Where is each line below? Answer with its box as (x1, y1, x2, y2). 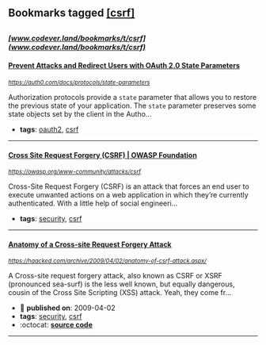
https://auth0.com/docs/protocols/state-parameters (8, 79, 150, 86)
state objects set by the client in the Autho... (8, 109, 152, 118)
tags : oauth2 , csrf (19, 125, 79, 134)
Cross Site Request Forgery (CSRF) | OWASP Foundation (8, 150, 198, 159)
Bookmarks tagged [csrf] (8, 6, 135, 20)
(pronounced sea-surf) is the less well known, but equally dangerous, (8, 279, 235, 289)
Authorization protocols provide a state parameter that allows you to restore (8, 92, 257, 102)
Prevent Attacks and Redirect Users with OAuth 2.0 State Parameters (8, 61, 240, 71)
